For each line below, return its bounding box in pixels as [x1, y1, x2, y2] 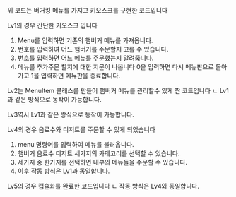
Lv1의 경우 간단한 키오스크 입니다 [7, 21, 98, 30]
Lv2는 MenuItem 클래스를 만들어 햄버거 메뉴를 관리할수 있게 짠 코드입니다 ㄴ [7, 87, 218, 95]
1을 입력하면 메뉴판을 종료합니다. [30, 71, 121, 80]
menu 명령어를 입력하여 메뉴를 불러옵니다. [17, 141, 134, 148]
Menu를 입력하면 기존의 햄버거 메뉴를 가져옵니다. [17, 36, 153, 44]
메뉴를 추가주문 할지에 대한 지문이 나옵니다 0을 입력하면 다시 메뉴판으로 [17, 63, 214, 71]
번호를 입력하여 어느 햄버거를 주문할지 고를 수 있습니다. [17, 45, 169, 53]
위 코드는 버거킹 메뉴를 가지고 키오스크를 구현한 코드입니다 [7, 6, 168, 14]
